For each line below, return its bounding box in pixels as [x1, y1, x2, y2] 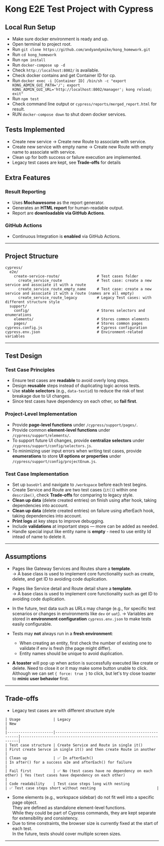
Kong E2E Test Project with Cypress [5, 3, 154, 15]
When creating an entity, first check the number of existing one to [19, 640, 152, 646]
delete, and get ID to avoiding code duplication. [12, 576, 107, 582]
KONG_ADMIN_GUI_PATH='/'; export [12, 83, 81, 88]
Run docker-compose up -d [12, 62, 65, 68]
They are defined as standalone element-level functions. [12, 804, 126, 810]
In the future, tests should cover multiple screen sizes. [12, 830, 122, 837]
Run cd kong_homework [12, 51, 57, 57]
